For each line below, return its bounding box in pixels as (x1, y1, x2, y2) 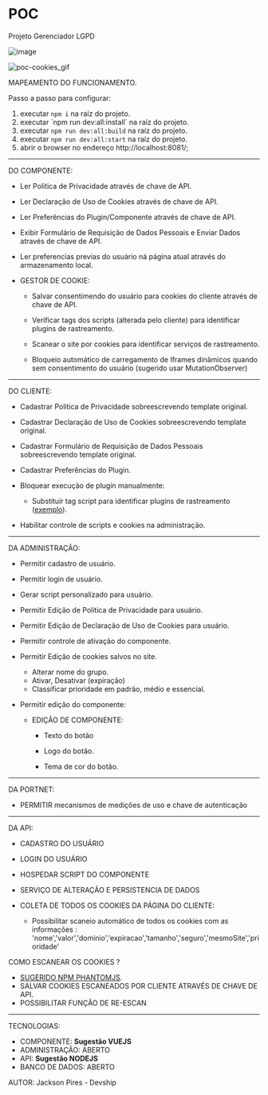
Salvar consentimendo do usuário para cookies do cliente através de (31, 291, 258, 301)
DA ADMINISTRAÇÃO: (8, 543, 81, 553)
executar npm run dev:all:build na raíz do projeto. (19, 126, 188, 135)
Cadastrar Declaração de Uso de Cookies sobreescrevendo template (19, 417, 246, 426)
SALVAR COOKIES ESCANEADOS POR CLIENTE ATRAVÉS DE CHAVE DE (19, 981, 258, 990)
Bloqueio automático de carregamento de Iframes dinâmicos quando (31, 354, 258, 364)
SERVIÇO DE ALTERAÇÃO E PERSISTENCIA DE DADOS (19, 885, 200, 894)
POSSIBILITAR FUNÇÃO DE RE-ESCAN (19, 997, 148, 1008)
